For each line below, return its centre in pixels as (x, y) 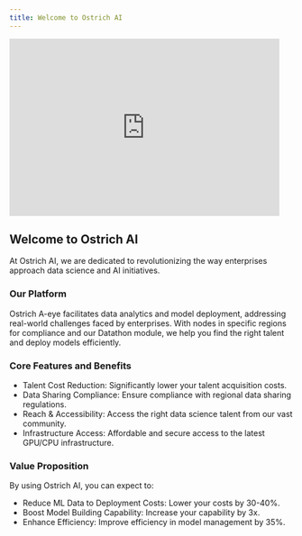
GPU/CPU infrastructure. (68, 443)
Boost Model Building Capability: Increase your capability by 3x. (141, 513)
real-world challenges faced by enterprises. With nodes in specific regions (148, 323)
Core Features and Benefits (71, 366)
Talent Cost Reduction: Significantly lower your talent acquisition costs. (154, 386)
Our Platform (38, 294)
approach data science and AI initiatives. (85, 270)
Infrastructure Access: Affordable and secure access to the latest (144, 433)
